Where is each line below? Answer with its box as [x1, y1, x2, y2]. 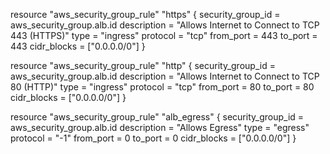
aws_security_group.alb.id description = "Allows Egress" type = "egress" [10, 122, 310, 133]
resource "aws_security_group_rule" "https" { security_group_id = [10, 9, 281, 20]
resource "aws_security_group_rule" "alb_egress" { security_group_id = [10, 111, 305, 123]
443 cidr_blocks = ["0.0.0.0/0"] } [10, 40, 146, 52]
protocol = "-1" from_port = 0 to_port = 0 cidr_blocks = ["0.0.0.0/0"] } [10, 132, 297, 144]
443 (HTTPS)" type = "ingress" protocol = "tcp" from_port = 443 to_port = [10, 30, 318, 41]
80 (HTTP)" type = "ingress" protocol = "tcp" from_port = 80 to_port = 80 [10, 81, 315, 93]
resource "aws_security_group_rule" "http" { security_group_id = [10, 60, 276, 71]
